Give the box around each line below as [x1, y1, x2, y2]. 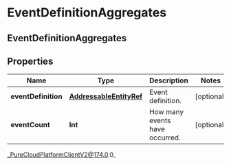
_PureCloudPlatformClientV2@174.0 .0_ [7, 151, 116, 159]
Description [148, 76, 189, 85]
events [148, 115, 171, 125]
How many [148, 107, 184, 117]
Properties [7, 55, 54, 67]
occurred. [148, 133, 181, 142]
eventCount [10, 120, 50, 130]
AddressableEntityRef [69, 91, 143, 101]
